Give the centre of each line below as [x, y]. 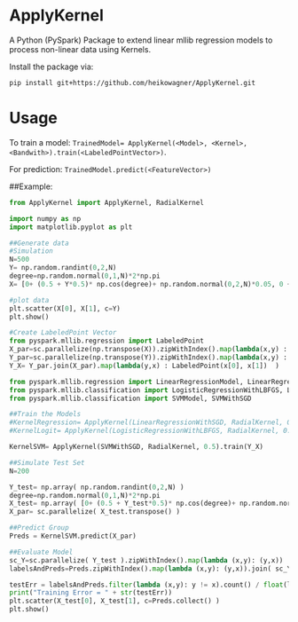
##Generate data [39, 243]
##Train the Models [45, 414]
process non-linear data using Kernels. [80, 49]
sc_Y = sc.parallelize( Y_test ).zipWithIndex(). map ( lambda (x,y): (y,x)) [146, 560]
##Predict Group [39, 528]
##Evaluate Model [41, 552]
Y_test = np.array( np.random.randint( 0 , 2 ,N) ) [97, 487]
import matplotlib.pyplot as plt [71, 227]
